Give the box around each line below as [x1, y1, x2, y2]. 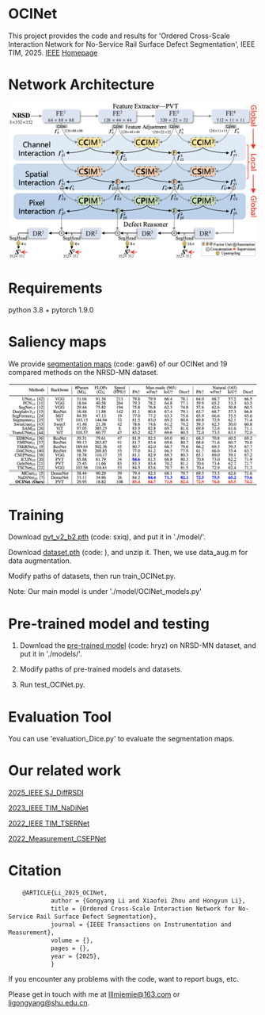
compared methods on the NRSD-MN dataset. [8, 368, 159, 377]
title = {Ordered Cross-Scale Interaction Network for [50, 905, 236, 913]
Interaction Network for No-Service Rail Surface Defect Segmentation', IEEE [8, 39, 256, 48]
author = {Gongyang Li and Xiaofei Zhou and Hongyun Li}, [50, 897, 246, 905]
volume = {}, [50, 936, 93, 944]
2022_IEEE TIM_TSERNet [8, 818, 90, 829]
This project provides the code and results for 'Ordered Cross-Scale [8, 31, 231, 40]
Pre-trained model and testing [8, 615, 210, 633]
